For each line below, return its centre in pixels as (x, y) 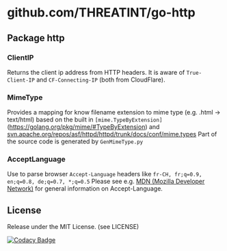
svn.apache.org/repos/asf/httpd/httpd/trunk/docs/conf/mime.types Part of (112, 134)
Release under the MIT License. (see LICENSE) (73, 227)
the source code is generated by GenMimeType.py (75, 141)
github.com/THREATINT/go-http (102, 13)
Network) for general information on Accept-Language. (85, 189)
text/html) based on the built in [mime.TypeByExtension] (85, 120)
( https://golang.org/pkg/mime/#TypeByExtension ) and (83, 127)
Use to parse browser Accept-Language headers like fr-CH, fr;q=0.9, (105, 174)
